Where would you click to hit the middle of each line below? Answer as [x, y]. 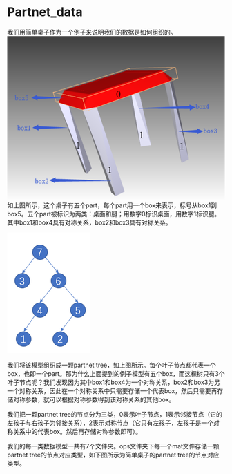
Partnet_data [45, 12]
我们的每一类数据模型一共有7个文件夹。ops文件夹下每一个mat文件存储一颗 [113, 446]
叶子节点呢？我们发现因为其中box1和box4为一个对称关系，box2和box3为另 [114, 382]
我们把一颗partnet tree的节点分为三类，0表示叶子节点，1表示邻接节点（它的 [115, 414]
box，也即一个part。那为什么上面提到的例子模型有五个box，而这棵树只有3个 [116, 373]
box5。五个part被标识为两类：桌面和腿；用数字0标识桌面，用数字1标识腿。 [114, 214]
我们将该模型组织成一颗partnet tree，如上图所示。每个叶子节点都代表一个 [112, 365]
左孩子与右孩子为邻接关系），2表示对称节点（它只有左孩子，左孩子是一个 [110, 423]
